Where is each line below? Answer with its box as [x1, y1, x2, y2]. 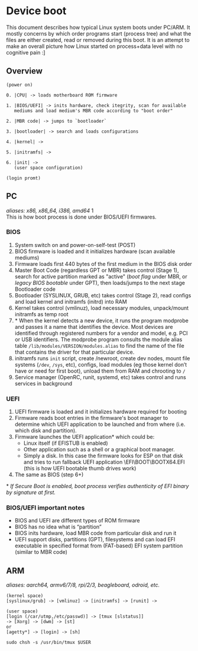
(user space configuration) [14, 165, 83, 171]
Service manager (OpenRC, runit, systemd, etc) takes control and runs [14, 373, 186, 380]
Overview [6, 66, 43, 76]
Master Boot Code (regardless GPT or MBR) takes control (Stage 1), [14, 267, 179, 274]
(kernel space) [6, 593, 44, 599]
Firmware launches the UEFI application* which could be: [14, 434, 155, 441]
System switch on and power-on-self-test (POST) [14, 241, 136, 248]
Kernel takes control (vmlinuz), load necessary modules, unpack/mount [14, 304, 189, 312]
